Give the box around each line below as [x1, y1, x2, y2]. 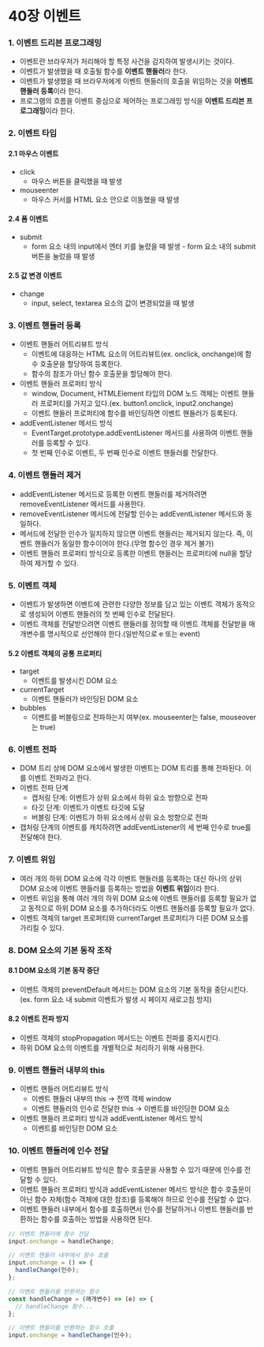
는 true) [31, 722, 56, 732]
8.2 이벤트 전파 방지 [8, 1014, 69, 1023]
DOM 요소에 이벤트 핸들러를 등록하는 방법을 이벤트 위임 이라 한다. [19, 884, 219, 893]
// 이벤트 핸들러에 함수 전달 [8, 1229, 89, 1238]
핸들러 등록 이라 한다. [19, 86, 84, 96]
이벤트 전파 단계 [19, 783, 69, 793]
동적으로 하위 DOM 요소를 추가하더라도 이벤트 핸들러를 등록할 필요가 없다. [28, 903, 255, 913]
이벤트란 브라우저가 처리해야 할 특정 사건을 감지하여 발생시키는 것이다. [19, 57, 235, 66]
